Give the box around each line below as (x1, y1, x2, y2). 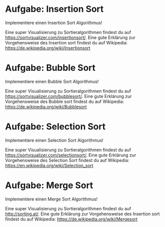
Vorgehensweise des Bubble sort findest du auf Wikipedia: (5, 98, 124, 104)
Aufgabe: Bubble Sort (5, 63, 96, 73)
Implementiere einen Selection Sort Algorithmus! (5, 137, 103, 143)
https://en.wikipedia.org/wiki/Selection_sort (5, 162, 94, 168)
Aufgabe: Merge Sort (5, 180, 94, 191)
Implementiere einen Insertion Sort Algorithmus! (5, 20, 102, 26)
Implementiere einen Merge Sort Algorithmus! (5, 196, 98, 202)
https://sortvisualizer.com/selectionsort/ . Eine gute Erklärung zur (5, 152, 136, 158)
